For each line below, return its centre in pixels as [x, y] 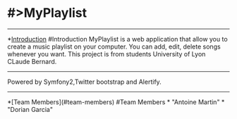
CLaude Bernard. [32, 61]
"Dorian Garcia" [30, 109]
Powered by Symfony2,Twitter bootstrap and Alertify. [85, 82]
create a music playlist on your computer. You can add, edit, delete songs [114, 46]
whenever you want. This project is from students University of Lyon [107, 54]
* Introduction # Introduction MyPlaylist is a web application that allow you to [117, 39]
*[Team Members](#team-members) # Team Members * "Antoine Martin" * [116, 102]
